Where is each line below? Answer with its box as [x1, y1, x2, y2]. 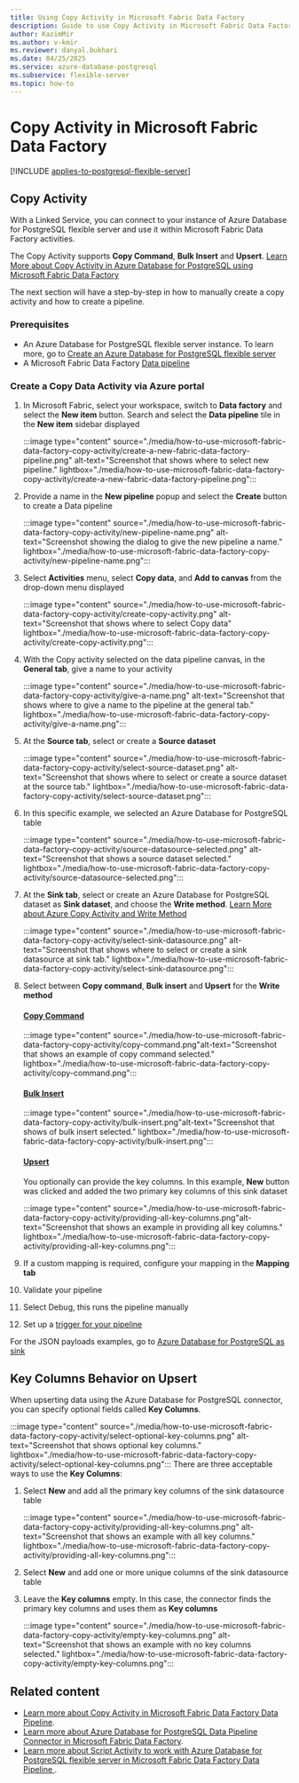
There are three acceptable [173, 1459, 273, 1470]
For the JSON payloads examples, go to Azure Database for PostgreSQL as [10, 1335, 285, 1346]
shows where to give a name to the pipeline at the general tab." [22, 699, 255, 710]
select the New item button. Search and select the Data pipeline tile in [22, 409, 280, 420]
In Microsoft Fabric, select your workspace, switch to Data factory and [22, 400, 283, 410]
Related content [10, 1684, 100, 1699]
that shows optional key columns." [75, 1440, 202, 1451]
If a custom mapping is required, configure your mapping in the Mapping [22, 1257, 290, 1268]
